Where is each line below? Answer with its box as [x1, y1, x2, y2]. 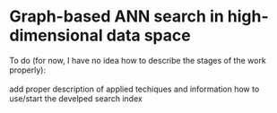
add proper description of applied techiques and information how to [9, 83, 260, 94]
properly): [9, 65, 47, 75]
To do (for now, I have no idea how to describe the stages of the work [9, 55, 266, 65]
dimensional [9, 25, 103, 46]
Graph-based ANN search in [9, 6, 224, 27]
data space [106, 25, 191, 46]
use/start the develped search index [9, 92, 143, 104]
